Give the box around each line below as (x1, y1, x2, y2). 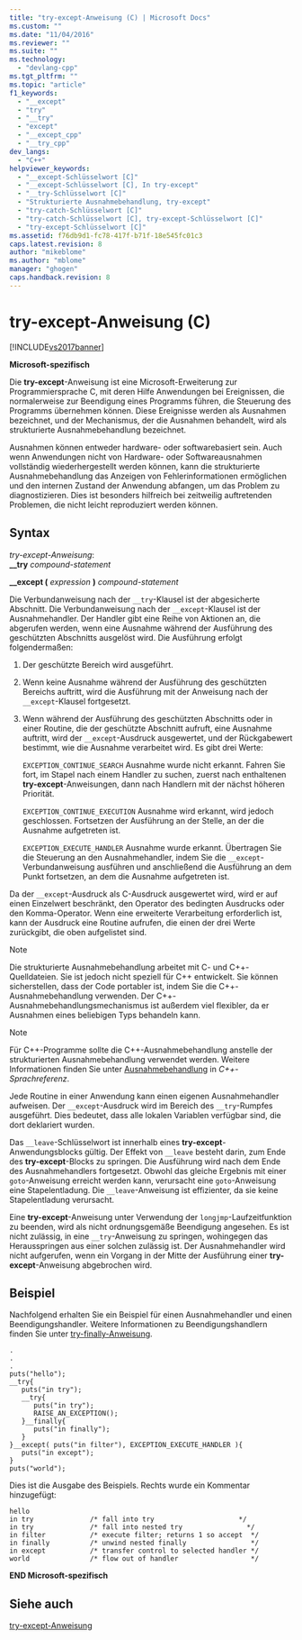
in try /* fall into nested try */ (9, 1523, 255, 1532)
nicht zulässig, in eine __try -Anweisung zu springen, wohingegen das (9, 1231, 268, 1242)
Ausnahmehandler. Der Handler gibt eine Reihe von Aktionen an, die (9, 613, 261, 624)
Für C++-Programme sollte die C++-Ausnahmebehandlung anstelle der (9, 1044, 273, 1055)
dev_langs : (9, 147, 50, 156)
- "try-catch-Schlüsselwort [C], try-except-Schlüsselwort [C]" (17, 214, 263, 223)
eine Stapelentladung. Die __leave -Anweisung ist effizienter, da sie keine (9, 1184, 279, 1195)
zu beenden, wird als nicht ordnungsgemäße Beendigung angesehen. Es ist (9, 1221, 289, 1232)
